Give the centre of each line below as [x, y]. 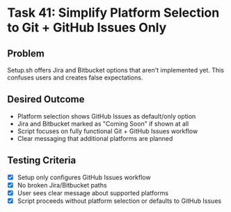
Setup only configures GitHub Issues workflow [84, 177]
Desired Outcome [46, 99]
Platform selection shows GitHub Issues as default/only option [106, 116]
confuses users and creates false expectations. [75, 77]
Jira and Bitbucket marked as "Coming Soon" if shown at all [103, 123]
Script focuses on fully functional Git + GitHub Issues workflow [107, 131]
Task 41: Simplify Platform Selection [113, 13]
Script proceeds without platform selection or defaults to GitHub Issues [119, 201]
